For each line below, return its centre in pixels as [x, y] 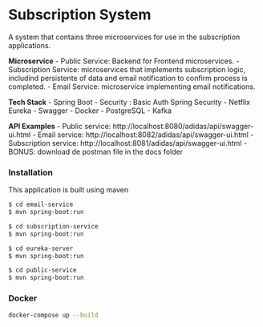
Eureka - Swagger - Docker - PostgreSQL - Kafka [90, 111]
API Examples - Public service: [60, 126]
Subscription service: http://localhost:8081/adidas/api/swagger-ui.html [125, 143]
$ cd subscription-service [53, 226]
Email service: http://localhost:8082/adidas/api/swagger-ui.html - [146, 135]
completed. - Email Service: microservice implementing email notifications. [132, 87]
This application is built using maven [69, 190]
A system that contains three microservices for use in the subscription [124, 37]
